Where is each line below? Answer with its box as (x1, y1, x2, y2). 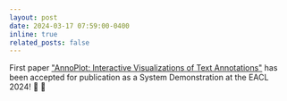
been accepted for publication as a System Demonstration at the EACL (9, 72, 269, 83)
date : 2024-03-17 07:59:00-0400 (9, 21, 130, 30)
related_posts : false (9, 38, 90, 47)
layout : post (9, 13, 58, 22)
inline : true (9, 29, 58, 38)
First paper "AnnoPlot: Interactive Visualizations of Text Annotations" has (9, 63, 278, 73)
